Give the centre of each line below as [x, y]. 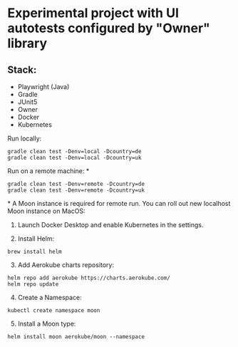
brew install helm [35, 252]
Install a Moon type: [47, 323]
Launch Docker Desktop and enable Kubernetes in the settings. [111, 225]
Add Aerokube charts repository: [66, 265]
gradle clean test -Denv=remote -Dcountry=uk [76, 190]
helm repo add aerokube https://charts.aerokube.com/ [89, 278]
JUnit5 [27, 102]
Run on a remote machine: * [48, 171]
